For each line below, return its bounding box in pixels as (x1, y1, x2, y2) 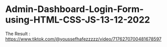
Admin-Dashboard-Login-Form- (5, 3, 144, 15)
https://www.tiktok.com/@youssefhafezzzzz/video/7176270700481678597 (5, 36, 161, 42)
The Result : (5, 30, 30, 36)
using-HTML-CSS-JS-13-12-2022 (5, 14, 150, 25)
